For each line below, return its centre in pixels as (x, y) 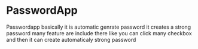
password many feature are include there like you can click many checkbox (99, 33)
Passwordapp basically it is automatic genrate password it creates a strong (99, 27)
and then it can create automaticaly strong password (71, 39)
